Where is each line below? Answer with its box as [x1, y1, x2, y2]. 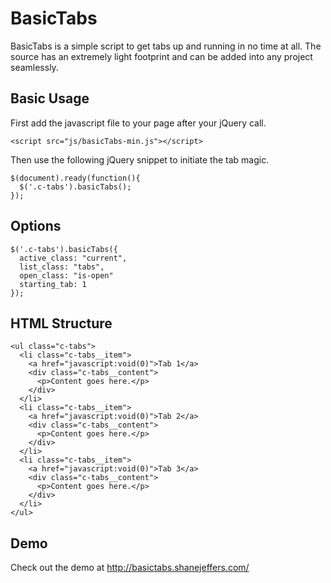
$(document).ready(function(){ [10, 173, 141, 183]
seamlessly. [10, 61, 59, 73]
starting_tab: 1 [19, 279, 87, 289]
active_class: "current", [19, 253, 128, 263]
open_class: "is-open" [19, 270, 114, 281]
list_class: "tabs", [19, 262, 105, 272]
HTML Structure [10, 315, 113, 332]
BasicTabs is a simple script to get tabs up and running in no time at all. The [10, 40, 322, 52]
